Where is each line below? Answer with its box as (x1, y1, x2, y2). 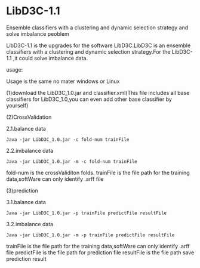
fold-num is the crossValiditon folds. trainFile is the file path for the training (6, 169, 190, 176)
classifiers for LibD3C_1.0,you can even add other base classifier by (6, 96, 172, 103)
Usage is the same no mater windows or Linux (6, 78, 120, 85)
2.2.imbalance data (6, 147, 54, 154)
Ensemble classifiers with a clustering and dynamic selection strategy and (6, 24, 189, 31)
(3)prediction (6, 187, 39, 194)
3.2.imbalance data (6, 220, 54, 227)
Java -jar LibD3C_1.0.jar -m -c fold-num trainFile (6, 158, 137, 165)
